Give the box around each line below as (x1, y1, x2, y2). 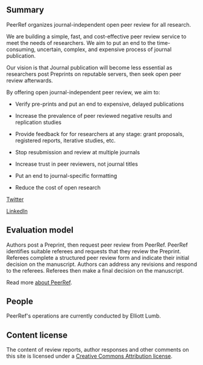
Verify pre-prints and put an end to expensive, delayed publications (15, 100, 184, 107)
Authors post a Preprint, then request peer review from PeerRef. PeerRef (6, 241, 188, 248)
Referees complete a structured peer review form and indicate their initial (6, 254, 190, 261)
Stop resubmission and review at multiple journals (15, 148, 140, 155)
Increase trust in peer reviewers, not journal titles (15, 160, 139, 168)
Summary (6, 5, 44, 15)
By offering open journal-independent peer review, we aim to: (6, 88, 160, 96)
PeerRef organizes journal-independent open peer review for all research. (6, 21, 191, 28)
